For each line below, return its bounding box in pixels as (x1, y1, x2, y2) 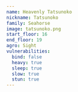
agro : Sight (6, 43, 37, 49)
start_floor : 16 (6, 31, 48, 38)
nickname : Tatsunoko (6, 15, 59, 21)
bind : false (12, 54, 43, 60)
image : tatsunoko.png (6, 25, 62, 32)
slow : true (12, 71, 40, 77)
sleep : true (12, 65, 43, 71)
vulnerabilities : (6, 48, 51, 54)
